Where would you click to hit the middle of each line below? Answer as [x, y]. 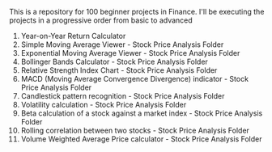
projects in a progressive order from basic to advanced [101, 20]
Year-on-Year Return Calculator [73, 36]
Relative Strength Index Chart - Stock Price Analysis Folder [119, 70]
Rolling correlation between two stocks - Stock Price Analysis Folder [135, 130]
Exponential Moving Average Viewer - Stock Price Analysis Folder [130, 53]
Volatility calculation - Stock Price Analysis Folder [104, 105]
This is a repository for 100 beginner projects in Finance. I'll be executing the [137, 12]
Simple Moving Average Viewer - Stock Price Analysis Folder [122, 44]
